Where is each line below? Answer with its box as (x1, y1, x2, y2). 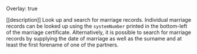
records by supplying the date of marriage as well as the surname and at (6, 35, 182, 42)
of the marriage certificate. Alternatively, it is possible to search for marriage (6, 29, 191, 36)
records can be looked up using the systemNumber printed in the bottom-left (6, 23, 188, 29)
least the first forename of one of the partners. (6, 41, 119, 48)
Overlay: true (6, 5, 38, 12)
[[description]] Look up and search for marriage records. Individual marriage (6, 16, 192, 23)
